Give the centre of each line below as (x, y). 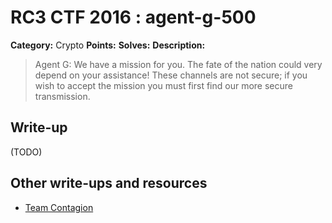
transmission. (62, 96)
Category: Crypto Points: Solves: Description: (108, 45)
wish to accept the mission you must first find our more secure (163, 85)
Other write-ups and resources (109, 183)
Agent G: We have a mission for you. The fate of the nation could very (178, 64)
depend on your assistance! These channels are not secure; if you (171, 75)
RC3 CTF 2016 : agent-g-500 (133, 17)
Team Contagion (59, 207)
